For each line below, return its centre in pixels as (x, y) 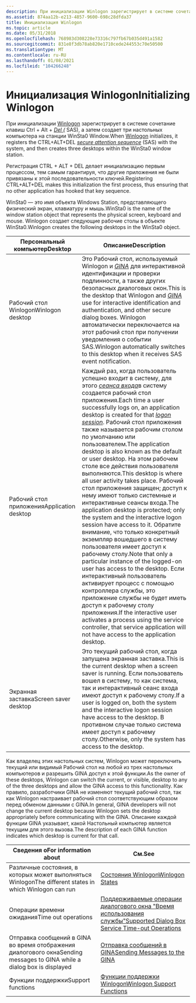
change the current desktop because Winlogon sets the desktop (83, 811)
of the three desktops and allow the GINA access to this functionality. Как (94, 786)
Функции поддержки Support (50, 980)
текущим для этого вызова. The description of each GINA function (87, 830)
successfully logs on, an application (130, 408)
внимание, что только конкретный (130, 532)
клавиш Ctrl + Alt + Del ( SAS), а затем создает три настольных (84, 130)
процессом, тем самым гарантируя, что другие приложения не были (92, 172)
